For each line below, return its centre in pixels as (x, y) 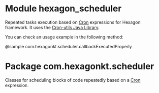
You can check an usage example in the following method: (64, 37)
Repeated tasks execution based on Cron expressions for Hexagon (73, 22)
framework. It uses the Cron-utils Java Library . (52, 27)
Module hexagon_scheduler (63, 9)
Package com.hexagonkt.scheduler (79, 66)
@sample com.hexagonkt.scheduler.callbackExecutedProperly (68, 46)
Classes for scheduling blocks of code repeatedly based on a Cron (73, 80)
